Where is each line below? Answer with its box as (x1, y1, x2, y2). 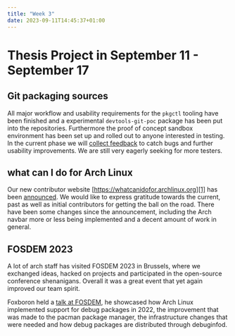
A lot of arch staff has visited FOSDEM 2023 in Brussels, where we (7, 262, 201, 270)
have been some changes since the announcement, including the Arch (7, 208, 212, 216)
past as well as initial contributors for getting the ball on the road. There (7, 200, 215, 209)
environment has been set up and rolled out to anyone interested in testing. (7, 131, 225, 139)
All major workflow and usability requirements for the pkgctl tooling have (7, 108, 219, 117)
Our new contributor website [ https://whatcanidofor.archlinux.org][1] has (7, 185, 218, 194)
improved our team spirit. (7, 285, 81, 293)
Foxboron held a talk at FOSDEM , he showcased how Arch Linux (7, 298, 193, 306)
